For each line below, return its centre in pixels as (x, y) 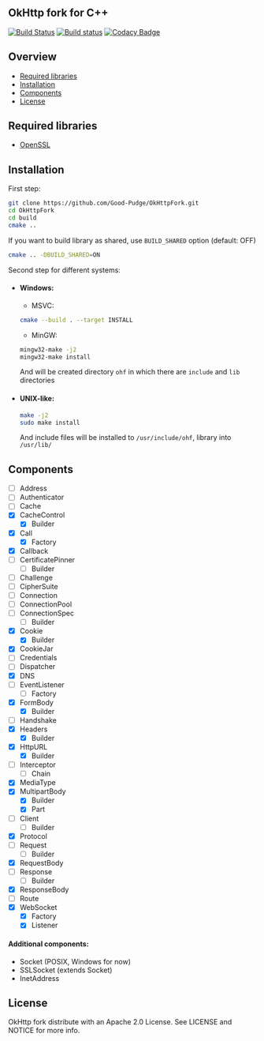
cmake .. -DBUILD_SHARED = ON (54, 255)
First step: (24, 189)
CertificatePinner (47, 559)
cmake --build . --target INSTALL (76, 320)
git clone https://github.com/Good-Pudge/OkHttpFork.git (104, 203)
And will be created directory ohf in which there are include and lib (130, 372)
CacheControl (42, 515)
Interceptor (38, 765)
